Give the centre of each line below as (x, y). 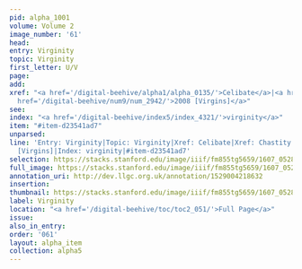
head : (19, 43)
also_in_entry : (38, 226)
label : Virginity (42, 201)
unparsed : (28, 134)
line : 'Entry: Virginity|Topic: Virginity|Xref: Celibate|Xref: (132, 143)
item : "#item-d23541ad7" (56, 126)
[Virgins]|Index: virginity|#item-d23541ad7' (104, 151)
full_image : (31, 168)
